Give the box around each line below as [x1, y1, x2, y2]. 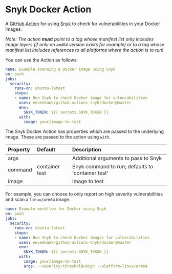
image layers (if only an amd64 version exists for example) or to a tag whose [5, 41, 165, 47]
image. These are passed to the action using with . [5, 134, 111, 140]
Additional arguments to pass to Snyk [72, 155, 162, 162]
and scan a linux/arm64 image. [5, 197, 71, 203]
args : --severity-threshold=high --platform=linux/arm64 [24, 263, 147, 269]
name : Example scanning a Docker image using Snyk [5, 67, 116, 72]
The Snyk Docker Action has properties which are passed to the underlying [5, 128, 164, 134]
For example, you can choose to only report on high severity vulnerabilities [5, 191, 163, 197]
